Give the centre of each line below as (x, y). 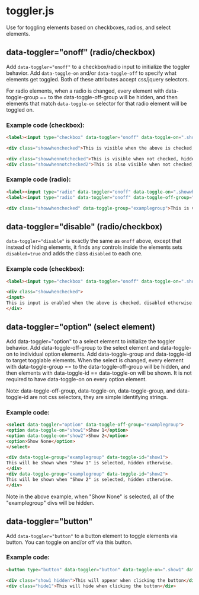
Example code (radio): (38, 179)
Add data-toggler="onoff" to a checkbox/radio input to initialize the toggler (98, 67)
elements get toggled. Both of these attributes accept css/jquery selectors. (98, 79)
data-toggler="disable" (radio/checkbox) (84, 227)
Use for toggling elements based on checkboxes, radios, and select (89, 27)
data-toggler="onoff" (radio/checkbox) (81, 53)
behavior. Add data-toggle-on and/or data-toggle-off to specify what (91, 73)
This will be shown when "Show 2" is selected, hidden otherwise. (90, 479)
